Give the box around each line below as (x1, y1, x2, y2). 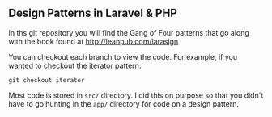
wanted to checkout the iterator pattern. (8, 61, 142, 70)
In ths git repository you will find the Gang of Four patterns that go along (8, 27, 249, 37)
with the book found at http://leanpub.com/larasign (8, 36, 179, 46)
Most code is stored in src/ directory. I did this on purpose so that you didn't (8, 90, 264, 100)
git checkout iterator (8, 76, 85, 84)
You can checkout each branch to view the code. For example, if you (8, 52, 237, 61)
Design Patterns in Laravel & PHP (8, 6, 178, 20)
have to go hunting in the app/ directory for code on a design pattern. (8, 98, 240, 108)
